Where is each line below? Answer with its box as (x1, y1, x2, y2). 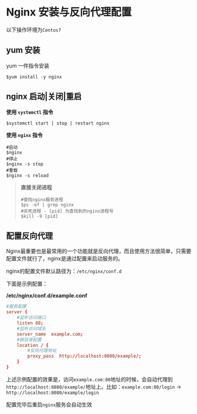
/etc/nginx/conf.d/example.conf (6, 292, 88, 300)
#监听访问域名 (17, 326, 46, 332)
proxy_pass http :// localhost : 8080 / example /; (27, 354, 142, 359)
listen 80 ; (17, 320, 44, 326)
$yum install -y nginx (6, 74, 62, 80)
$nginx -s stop (6, 161, 44, 167)
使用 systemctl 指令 (6, 108, 54, 116)
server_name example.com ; (17, 331, 83, 337)
